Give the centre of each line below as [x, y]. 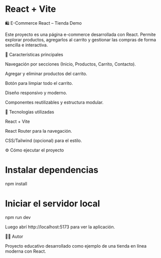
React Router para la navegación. [39, 131]
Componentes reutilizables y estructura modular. [54, 102]
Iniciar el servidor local [53, 204]
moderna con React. [26, 251]
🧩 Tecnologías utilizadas [30, 111]
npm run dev [18, 217]
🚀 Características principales [34, 54]
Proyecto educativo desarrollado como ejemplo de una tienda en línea [76, 246]
